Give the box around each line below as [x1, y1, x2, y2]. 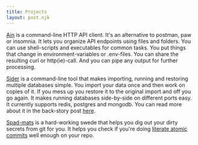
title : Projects [6, 8, 47, 15]
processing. [6, 63, 36, 70]
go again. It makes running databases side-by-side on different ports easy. [6, 94, 192, 101]
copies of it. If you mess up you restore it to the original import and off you [6, 88, 191, 95]
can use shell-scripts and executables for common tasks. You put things [6, 43, 186, 51]
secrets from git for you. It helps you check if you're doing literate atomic [6, 125, 188, 132]
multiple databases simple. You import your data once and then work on [6, 81, 185, 88]
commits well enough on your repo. [6, 131, 95, 139]
